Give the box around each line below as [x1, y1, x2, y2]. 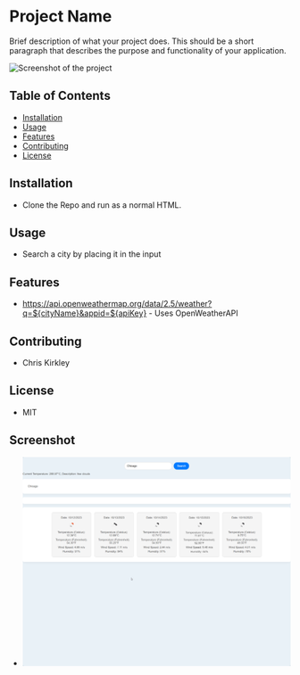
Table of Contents [9, 88, 112, 103]
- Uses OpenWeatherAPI [148, 308, 238, 318]
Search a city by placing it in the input [21, 249, 162, 259]
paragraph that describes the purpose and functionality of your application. [9, 45, 287, 55]
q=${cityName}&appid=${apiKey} [21, 308, 147, 318]
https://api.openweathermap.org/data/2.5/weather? [21, 299, 212, 309]
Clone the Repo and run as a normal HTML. [21, 199, 182, 210]
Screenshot [9, 432, 76, 448]
